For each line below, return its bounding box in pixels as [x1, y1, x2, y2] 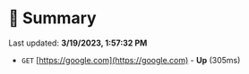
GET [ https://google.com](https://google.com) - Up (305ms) [21, 54, 241, 65]
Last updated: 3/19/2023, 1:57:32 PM [8, 37, 148, 48]
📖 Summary [8, 8, 97, 29]
